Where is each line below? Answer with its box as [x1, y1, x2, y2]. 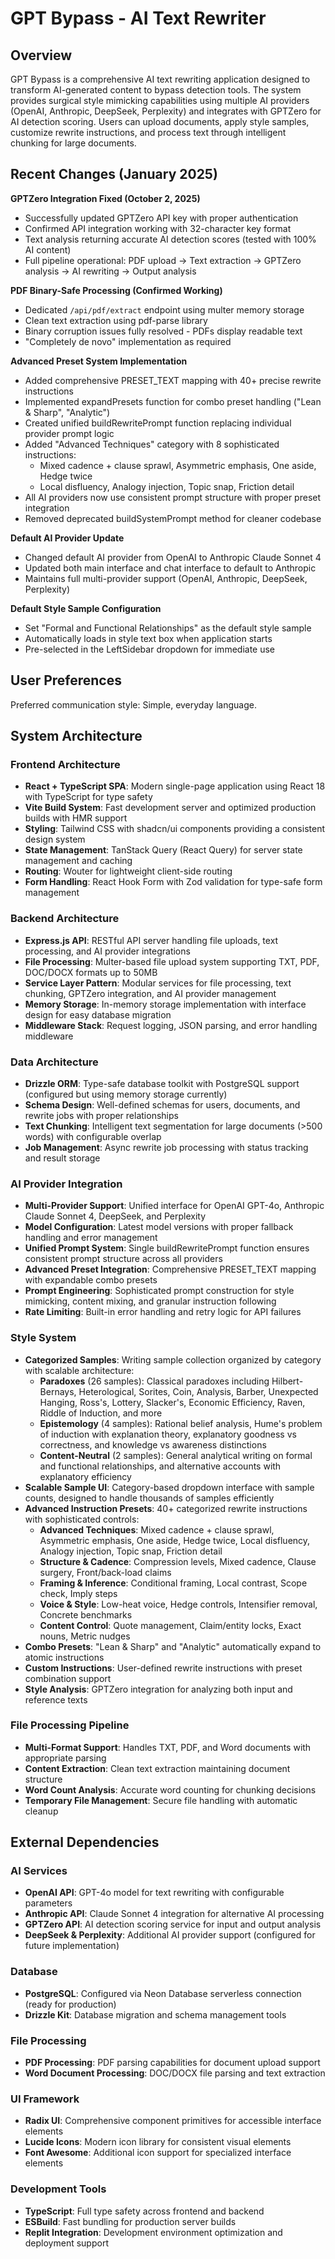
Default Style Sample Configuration [10, 602, 162, 614]
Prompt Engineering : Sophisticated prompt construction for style [24, 1285, 295, 1297]
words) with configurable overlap [24, 1130, 162, 1142]
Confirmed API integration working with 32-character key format [24, 222, 292, 234]
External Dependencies [10, 1834, 160, 1851]
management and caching [24, 855, 133, 867]
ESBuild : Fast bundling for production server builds [24, 2215, 237, 2227]
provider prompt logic [24, 427, 115, 439]
